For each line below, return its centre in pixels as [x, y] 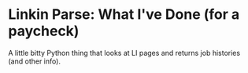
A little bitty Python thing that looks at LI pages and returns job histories [124, 53]
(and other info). [35, 61]
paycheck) [44, 31]
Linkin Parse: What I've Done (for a [124, 15]
